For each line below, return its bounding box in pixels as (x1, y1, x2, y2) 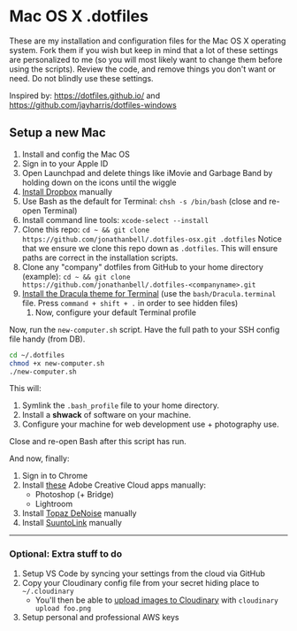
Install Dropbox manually (21, 186, 113, 196)
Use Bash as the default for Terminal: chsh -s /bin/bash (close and (21, 196, 268, 206)
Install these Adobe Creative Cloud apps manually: (21, 480, 206, 490)
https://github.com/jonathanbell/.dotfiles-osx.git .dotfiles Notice (21, 233, 283, 244)
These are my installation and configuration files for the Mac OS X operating (9, 35, 286, 46)
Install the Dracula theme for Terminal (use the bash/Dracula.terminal (21, 288, 277, 298)
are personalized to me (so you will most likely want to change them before (9, 54, 283, 65)
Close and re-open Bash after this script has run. (9, 436, 187, 447)
